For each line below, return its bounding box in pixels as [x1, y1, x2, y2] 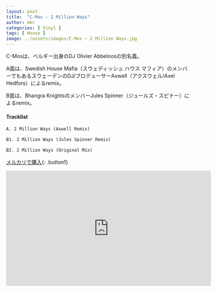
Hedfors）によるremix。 [6, 80, 65, 87]
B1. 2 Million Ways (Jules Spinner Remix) [6, 137, 111, 143]
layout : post [6, 8, 38, 15]
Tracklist [6, 113, 28, 120]
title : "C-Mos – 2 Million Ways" [6, 14, 91, 20]
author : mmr [6, 19, 35, 25]
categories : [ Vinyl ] [6, 25, 61, 31]
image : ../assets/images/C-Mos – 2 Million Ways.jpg [6, 36, 137, 42]
